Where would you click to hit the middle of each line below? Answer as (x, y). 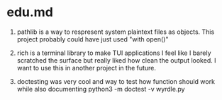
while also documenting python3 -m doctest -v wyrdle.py (101, 89)
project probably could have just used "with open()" (93, 39)
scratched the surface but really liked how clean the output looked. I (116, 60)
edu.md (30, 12)
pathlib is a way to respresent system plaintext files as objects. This (116, 32)
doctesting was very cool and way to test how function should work (116, 81)
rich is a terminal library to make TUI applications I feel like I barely (114, 53)
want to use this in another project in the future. (87, 68)
